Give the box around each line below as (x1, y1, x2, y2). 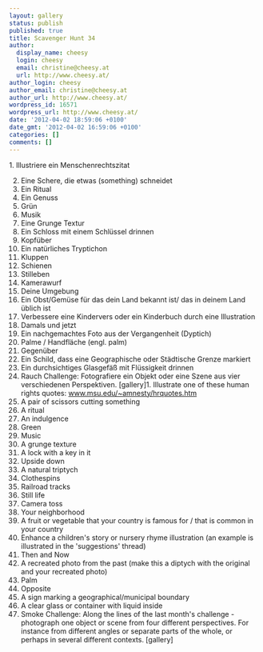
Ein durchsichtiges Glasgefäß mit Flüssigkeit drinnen (20, 362, 194, 372)
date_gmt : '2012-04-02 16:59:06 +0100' (9, 123, 142, 131)
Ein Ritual (20, 184, 52, 194)
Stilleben (20, 269, 50, 278)
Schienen (20, 261, 53, 270)
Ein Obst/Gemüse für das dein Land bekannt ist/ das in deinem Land (20, 294, 246, 304)
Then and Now (20, 550, 70, 559)
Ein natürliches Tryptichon (20, 243, 107, 253)
